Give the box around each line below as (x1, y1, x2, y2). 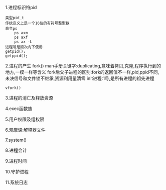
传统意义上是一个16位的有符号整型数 (5, 21, 70, 26)
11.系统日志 (5, 179, 28, 185)
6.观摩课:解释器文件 (5, 127, 46, 133)
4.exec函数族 (5, 106, 33, 112)
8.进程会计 (5, 147, 27, 153)
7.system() (5, 137, 27, 143)
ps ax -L (14, 39, 33, 44)
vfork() (5, 85, 22, 90)
